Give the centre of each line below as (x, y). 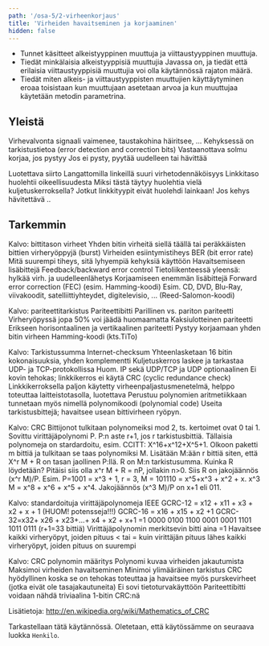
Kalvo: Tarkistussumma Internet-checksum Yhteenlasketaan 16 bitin (120, 352)
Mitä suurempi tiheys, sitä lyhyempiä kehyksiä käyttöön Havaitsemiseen (127, 261)
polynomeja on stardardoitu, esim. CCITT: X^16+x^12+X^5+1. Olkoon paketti (133, 444)
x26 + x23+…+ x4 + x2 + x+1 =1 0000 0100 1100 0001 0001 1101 (146, 520)
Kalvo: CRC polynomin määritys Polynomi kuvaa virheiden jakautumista (126, 561)
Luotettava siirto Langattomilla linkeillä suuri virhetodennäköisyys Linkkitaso (134, 174)
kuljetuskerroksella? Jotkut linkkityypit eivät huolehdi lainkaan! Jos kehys (129, 191)
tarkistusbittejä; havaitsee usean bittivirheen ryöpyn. (95, 412)
